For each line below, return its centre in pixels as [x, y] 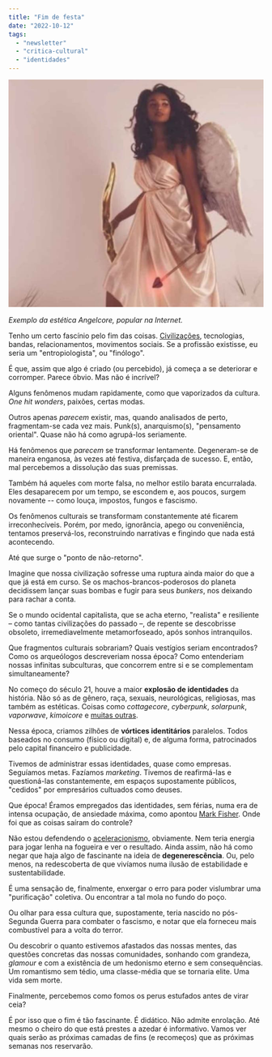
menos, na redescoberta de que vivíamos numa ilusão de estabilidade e [128, 864]
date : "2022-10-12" [41, 26]
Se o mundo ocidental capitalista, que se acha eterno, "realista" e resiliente [134, 614]
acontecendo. [32, 541]
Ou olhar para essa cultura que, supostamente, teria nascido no [115, 913]
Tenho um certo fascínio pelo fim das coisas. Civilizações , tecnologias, [127, 336]
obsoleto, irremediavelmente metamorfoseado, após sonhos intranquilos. [130, 631]
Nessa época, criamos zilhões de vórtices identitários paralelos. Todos [128, 730]
